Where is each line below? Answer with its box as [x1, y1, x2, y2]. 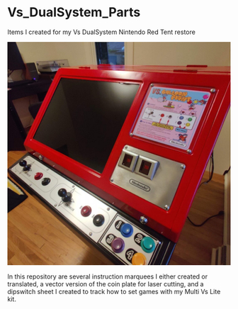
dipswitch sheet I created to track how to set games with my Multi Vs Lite [7, 287, 221, 296]
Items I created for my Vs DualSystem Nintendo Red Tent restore [7, 28, 196, 36]
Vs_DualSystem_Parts [7, 4, 141, 21]
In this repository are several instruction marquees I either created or [7, 272, 208, 281]
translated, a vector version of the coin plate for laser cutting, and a [7, 279, 204, 288]
